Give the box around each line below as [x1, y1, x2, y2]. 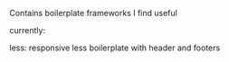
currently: [9, 25, 46, 35]
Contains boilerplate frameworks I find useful [9, 8, 178, 18]
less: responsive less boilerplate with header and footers [9, 42, 221, 53]
